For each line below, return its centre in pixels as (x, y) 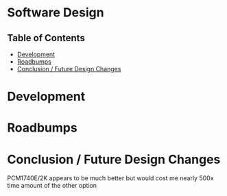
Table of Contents (46, 38)
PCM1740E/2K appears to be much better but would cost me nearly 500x (110, 178)
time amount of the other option (52, 186)
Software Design (56, 13)
